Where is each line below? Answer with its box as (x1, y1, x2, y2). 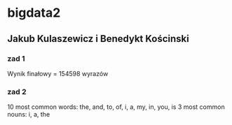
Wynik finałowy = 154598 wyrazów (7, 69, 109, 78)
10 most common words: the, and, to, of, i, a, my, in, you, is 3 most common (7, 103, 226, 111)
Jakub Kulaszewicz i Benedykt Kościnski (7, 33, 189, 45)
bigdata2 (7, 5, 61, 21)
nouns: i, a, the (7, 110, 50, 119)
